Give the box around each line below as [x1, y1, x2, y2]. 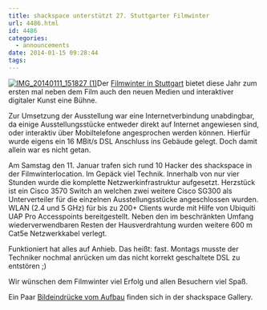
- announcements [15, 42, 70, 50]
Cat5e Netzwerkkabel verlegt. [8, 228, 107, 238]
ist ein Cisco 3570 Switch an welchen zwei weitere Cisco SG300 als [8, 186, 233, 195]
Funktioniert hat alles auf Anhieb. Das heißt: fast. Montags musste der [8, 244, 239, 253]
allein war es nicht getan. [8, 145, 91, 155]
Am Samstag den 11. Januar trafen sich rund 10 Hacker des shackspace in [8, 160, 253, 170]
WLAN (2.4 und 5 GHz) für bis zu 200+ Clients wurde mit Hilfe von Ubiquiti [8, 203, 256, 212]
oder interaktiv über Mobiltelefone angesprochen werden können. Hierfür [8, 127, 251, 137]
